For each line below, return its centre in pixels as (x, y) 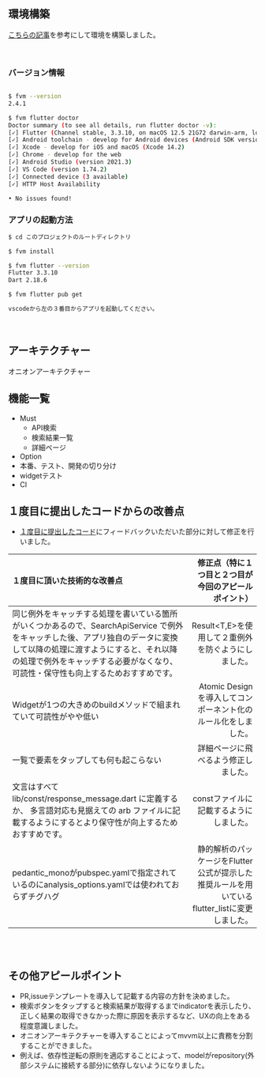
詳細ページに (221, 748)
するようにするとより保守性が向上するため (99, 822)
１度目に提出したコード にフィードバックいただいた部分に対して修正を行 (137, 531)
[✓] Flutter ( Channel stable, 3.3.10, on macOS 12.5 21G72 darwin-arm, (128, 133)
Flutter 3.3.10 (33, 273)
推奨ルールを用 (225, 885)
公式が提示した (225, 873)
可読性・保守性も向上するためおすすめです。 (95, 673)
